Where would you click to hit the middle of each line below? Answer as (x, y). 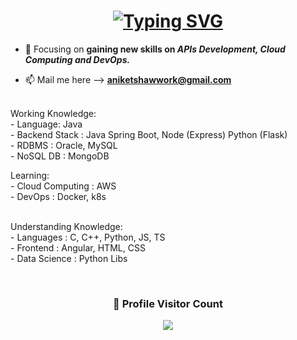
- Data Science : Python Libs (69, 258)
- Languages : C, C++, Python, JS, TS (88, 237)
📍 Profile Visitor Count (168, 303)
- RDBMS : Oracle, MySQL (64, 145)
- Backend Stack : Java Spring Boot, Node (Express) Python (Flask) (149, 134)
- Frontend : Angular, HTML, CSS (78, 247)
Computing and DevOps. (77, 59)
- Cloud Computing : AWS (63, 186)
